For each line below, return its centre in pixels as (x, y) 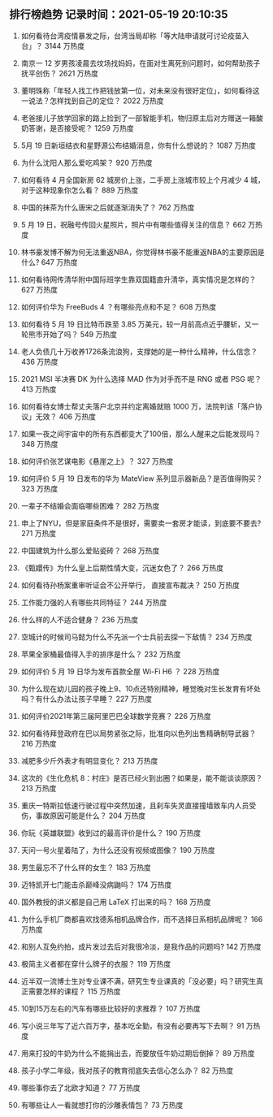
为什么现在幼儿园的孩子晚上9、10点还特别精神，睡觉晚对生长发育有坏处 (141, 688)
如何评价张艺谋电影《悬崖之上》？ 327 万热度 (97, 461)
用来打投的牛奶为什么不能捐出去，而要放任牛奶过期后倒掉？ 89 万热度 (138, 1053)
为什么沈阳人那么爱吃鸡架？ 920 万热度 (87, 162)
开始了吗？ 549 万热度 (80, 334)
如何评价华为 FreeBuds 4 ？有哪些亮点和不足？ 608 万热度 (119, 306)
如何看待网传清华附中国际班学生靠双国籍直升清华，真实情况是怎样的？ (139, 279)
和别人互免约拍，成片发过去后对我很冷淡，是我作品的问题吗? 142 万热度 (141, 946)
